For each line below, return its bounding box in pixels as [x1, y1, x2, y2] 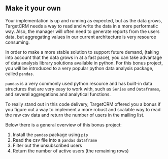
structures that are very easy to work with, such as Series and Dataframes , [5, 86, 161, 92]
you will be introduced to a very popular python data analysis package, [5, 65, 154, 71]
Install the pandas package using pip [12, 132, 88, 138]
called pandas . [5, 71, 35, 77]
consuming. [5, 39, 30, 45]
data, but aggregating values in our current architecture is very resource [5, 34, 156, 40]
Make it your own [5, 4, 61, 13]
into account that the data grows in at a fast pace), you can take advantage [5, 54, 162, 60]
